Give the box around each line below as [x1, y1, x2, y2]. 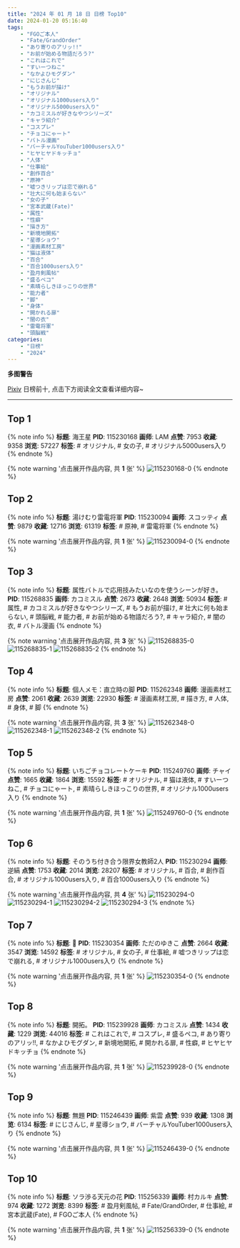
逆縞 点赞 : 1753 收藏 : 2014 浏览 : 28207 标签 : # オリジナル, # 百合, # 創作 [7, 866, 219, 875]
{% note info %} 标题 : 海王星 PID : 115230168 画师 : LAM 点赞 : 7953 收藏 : [7, 433, 218, 441]
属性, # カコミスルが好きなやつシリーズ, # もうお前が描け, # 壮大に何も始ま [7, 603, 229, 611]
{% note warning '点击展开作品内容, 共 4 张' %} [7, 890, 147, 899]
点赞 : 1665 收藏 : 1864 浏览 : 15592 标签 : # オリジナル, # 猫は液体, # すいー [7, 776, 223, 784]
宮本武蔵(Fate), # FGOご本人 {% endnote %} [7, 1210, 139, 1219]
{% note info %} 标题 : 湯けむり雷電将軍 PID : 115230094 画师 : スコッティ [7, 512, 219, 521]
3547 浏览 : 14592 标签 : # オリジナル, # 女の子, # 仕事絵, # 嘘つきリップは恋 [7, 947, 229, 956]
